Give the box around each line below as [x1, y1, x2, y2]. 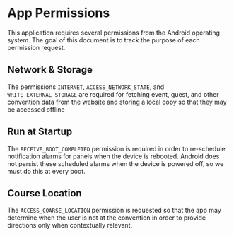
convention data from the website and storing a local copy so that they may [7, 98, 228, 106]
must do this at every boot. [7, 167, 86, 175]
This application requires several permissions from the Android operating [7, 28, 221, 37]
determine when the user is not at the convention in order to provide [7, 213, 206, 222]
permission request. [7, 43, 66, 52]
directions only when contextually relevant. [7, 221, 133, 230]
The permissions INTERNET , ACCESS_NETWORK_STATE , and [7, 83, 165, 91]
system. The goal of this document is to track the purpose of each [7, 35, 200, 44]
